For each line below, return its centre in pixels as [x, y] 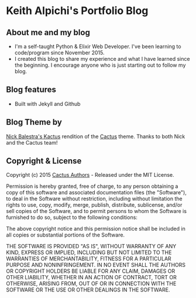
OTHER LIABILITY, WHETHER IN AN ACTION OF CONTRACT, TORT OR [91, 278]
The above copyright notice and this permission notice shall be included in [96, 229]
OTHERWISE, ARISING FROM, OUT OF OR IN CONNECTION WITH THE [91, 284]
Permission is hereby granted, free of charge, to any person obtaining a [92, 186]
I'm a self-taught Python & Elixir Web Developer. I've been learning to [98, 46]
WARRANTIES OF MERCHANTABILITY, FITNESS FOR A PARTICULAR [89, 259]
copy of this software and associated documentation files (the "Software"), [97, 193]
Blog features [31, 90]
